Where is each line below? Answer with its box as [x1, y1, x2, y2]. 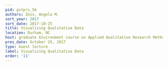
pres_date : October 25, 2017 [5, 40, 66, 45]
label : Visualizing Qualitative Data [5, 49, 84, 54]
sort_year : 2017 [5, 16, 39, 21]
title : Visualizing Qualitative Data [5, 26, 84, 31]
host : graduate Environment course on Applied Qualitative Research [5, 35, 151, 40]
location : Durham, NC [5, 30, 50, 35]
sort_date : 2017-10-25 [5, 21, 52, 26]
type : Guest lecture [5, 44, 48, 49]
